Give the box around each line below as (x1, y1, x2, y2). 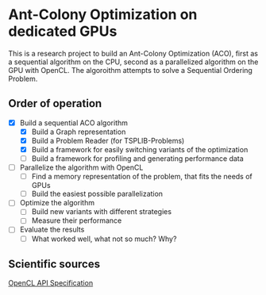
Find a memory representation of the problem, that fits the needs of (31, 172, 253, 182)
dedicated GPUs (8, 22, 118, 40)
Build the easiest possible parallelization (31, 189, 164, 199)
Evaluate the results (19, 224, 85, 235)
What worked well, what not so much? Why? (31, 234, 177, 243)
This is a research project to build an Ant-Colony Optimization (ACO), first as (8, 48, 258, 58)
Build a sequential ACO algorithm (19, 117, 129, 128)
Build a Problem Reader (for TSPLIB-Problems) (31, 136, 185, 145)
